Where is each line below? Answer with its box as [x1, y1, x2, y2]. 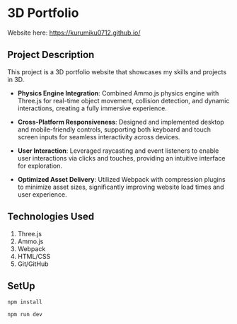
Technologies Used [7, 211, 94, 223]
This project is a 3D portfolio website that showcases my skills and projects [7, 67, 227, 76]
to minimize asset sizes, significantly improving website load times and [17, 183, 224, 191]
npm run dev [7, 311, 42, 318]
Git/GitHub [17, 260, 49, 268]
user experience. [17, 190, 67, 199]
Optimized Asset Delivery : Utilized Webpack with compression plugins [17, 175, 226, 183]
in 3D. [7, 75, 25, 83]
